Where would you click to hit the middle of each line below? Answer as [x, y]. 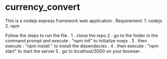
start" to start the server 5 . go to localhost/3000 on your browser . [74, 51]
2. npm [12, 26]
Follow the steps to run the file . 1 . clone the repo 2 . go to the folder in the [82, 35]
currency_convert [43, 7]
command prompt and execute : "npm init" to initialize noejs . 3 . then [76, 40]
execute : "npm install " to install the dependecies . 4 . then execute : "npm [82, 46]
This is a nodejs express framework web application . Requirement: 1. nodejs [84, 21]
